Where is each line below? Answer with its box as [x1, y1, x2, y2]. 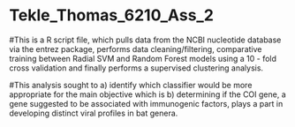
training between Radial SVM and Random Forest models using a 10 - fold [9, 53, 276, 63]
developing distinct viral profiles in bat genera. [9, 108, 178, 118]
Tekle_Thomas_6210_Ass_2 [9, 5, 215, 26]
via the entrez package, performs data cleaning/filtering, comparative [9, 43, 262, 54]
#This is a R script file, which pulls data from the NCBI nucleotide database [9, 34, 282, 45]
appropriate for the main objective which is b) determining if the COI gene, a [9, 89, 287, 100]
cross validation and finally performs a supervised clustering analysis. [9, 63, 263, 73]
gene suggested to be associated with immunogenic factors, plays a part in [9, 98, 284, 108]
